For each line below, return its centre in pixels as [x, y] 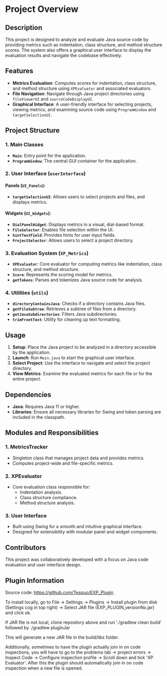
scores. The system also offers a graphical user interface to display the [78, 50]
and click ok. [18, 612]
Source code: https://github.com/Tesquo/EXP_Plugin [59, 592]
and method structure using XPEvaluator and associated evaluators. [82, 88]
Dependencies [28, 395]
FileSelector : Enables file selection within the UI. [63, 230]
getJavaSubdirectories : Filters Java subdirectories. [65, 314]
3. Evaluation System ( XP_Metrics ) [47, 253]
